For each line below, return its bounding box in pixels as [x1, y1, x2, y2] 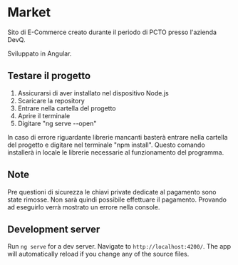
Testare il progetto [7, 70, 91, 82]
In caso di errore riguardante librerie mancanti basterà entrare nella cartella [7, 132, 228, 141]
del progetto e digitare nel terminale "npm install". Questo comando [7, 140, 205, 149]
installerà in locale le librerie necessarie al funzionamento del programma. [7, 147, 224, 157]
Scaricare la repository [17, 96, 86, 105]
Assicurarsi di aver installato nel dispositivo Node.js [17, 88, 169, 97]
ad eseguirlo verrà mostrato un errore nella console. [7, 202, 160, 211]
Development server [7, 223, 100, 235]
